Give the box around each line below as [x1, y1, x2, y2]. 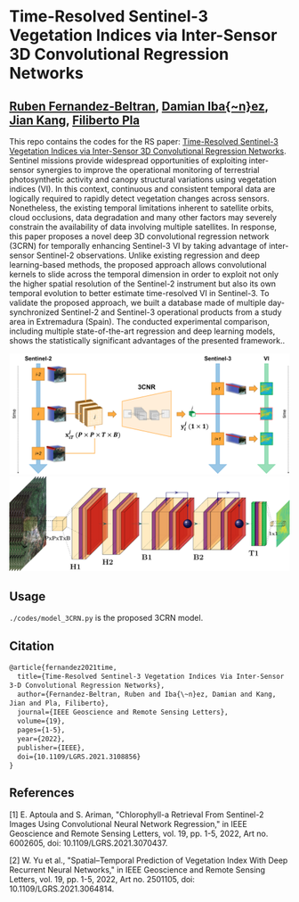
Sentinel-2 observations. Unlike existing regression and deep [36, 250, 260, 261]
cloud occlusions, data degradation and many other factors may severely [9, 212, 278, 222]
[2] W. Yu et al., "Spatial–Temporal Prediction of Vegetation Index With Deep [9, 855, 288, 865]
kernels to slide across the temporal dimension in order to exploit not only [9, 269, 279, 279]
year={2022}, [17, 734, 66, 743]
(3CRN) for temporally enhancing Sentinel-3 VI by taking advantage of [9, 241, 267, 251]
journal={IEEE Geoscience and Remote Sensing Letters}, [17, 708, 229, 716]
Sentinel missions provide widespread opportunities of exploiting [9, 155, 247, 166]
